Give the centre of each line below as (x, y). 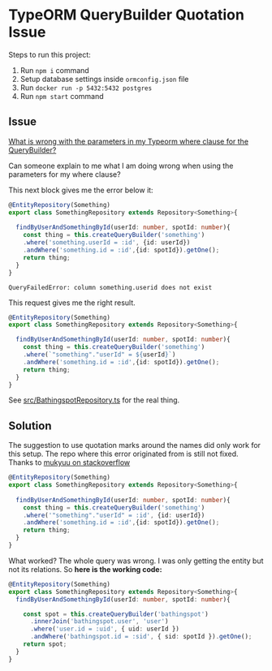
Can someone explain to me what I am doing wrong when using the (121, 166)
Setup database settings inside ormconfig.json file (104, 79)
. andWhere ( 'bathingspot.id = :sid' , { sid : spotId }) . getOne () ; (141, 637)
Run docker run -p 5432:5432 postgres (86, 88)
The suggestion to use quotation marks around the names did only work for (135, 445)
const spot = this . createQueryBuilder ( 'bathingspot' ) (116, 614)
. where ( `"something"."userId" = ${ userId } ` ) (99, 355)
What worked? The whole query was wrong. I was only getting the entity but (136, 561)
